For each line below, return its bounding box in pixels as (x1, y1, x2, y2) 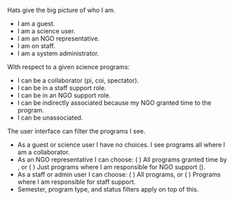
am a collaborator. (17, 148, 70, 156)
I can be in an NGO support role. (17, 91, 111, 99)
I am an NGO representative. (17, 34, 100, 43)
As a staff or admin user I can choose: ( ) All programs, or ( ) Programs (17, 171, 221, 178)
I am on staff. (17, 42, 56, 50)
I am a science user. (17, 27, 76, 35)
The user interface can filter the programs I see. (7, 127, 146, 135)
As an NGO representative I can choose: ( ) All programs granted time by (17, 155, 228, 164)
